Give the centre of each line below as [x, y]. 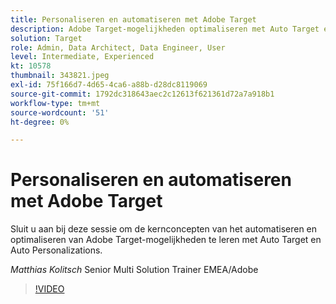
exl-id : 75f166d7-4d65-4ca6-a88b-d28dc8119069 [109, 85]
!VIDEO [49, 289]
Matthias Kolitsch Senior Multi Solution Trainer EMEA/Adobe [134, 270]
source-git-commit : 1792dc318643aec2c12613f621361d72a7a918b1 [142, 94]
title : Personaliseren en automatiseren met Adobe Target [133, 19]
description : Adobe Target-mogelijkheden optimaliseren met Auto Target [165, 29]
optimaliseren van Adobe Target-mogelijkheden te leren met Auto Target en [166, 240]
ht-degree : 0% [40, 122]
